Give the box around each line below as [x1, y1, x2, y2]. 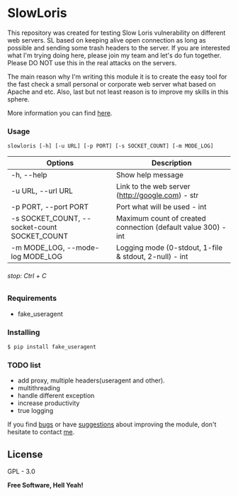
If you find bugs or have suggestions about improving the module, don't [7, 420, 217, 429]
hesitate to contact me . [7, 428, 75, 436]
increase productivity [17, 399, 80, 407]
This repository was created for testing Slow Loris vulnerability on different [7, 28, 226, 37]
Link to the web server [115, 182, 191, 192]
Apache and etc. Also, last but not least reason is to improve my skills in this [7, 87, 229, 96]
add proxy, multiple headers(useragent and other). [17, 376, 165, 385]
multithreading [17, 384, 60, 392]
